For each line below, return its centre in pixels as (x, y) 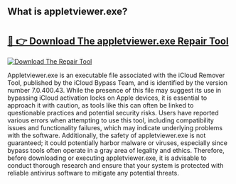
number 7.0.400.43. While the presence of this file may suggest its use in (114, 90)
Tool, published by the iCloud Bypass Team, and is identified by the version (118, 83)
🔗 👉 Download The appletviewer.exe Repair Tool (118, 41)
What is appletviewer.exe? (68, 12)
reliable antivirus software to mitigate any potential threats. (93, 173)
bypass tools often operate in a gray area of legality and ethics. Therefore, (116, 150)
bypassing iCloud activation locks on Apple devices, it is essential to (107, 98)
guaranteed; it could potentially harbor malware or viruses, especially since (117, 143)
